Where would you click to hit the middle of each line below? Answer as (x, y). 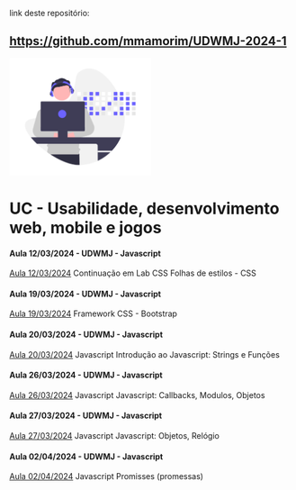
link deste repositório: (49, 13)
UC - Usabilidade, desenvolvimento (144, 209)
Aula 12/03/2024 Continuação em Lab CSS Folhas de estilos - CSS (133, 273)
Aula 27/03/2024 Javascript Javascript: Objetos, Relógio (115, 435)
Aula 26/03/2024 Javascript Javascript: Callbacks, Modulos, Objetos (137, 395)
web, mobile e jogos (85, 227)
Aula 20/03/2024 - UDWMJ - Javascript (86, 334)
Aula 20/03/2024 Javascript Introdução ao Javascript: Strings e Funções (145, 354)
